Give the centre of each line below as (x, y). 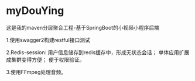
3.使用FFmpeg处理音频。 (36, 72)
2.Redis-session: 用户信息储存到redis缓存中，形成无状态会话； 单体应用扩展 (98, 52)
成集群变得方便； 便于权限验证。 (45, 59)
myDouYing (35, 11)
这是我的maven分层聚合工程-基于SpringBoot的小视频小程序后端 (83, 27)
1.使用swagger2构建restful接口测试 (48, 40)
